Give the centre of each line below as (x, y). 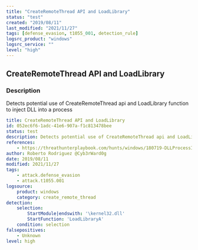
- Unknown (29, 236)
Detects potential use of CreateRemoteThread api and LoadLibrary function (98, 103)
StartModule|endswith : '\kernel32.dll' (76, 214)
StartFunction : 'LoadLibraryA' (66, 219)
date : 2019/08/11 (27, 159)
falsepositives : (26, 230)
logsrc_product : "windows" (39, 39)
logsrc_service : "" (30, 45)
